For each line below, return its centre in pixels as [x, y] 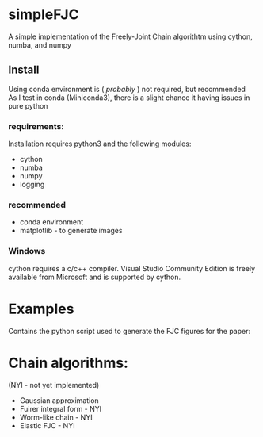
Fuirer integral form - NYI [61, 408]
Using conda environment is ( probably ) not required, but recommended [127, 89]
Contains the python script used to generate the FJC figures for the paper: [130, 331]
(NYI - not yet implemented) [54, 385]
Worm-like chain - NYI [56, 417]
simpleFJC [44, 15]
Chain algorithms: [69, 363]
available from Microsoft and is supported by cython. [94, 277]
